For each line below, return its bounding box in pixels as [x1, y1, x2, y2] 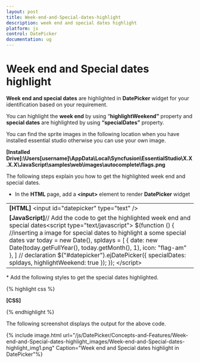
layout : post [6, 8, 39, 15]
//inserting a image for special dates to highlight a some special [9, 228, 186, 236]
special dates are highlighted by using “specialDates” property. [6, 119, 165, 126]
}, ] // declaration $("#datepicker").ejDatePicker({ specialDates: [9, 251, 186, 259]
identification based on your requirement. [6, 101, 108, 108]
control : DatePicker [6, 31, 58, 37]
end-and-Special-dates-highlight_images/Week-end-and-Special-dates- [6, 338, 185, 345]
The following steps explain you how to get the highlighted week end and [6, 173, 186, 180]
